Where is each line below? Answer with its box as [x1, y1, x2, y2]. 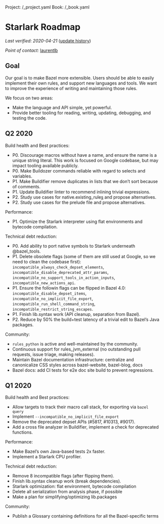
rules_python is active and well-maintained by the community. [12, 341, 138, 347]
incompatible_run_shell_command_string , [12, 301, 96, 306]
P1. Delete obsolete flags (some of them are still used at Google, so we [12, 253, 156, 259]
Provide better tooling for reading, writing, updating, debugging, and [12, 110, 151, 116]
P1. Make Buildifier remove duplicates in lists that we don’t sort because [12, 178, 158, 184]
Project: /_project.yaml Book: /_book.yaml [5, 4, 90, 10]
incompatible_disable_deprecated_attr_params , [12, 269, 109, 275]
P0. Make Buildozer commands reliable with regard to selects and [12, 168, 146, 174]
